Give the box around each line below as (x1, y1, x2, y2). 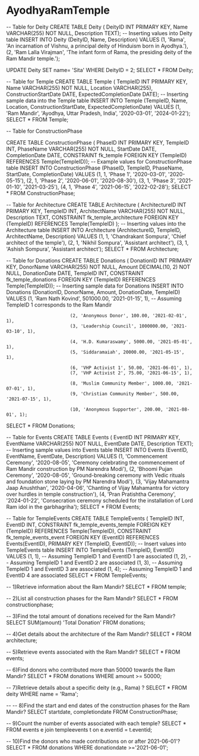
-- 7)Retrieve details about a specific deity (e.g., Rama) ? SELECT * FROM (6, 684, 187, 691)
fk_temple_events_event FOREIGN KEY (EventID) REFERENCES (6, 533, 160, 541)
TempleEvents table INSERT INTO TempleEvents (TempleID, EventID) (6, 546, 175, 554)
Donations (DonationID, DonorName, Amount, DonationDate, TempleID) (6, 288, 181, 295)
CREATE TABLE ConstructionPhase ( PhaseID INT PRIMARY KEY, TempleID (6, 139, 189, 146)
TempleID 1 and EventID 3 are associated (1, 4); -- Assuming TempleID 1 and (6, 565, 192, 572)
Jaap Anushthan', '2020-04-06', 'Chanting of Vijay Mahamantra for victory (6, 484, 189, 491)
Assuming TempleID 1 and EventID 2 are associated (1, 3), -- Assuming (10, 559, 183, 566)
